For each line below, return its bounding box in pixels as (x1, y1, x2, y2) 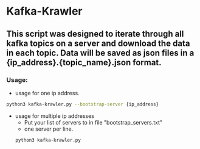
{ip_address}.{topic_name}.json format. (6, 57, 162, 68)
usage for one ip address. (15, 89, 80, 96)
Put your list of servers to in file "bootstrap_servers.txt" (24, 118, 163, 126)
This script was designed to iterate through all (6, 29, 184, 39)
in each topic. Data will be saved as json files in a (6, 48, 195, 58)
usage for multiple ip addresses (15, 112, 94, 120)
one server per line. (24, 125, 74, 133)
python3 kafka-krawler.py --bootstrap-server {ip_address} (6, 101, 159, 107)
